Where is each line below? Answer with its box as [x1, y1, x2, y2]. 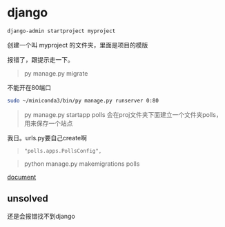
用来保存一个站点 [23, 119, 73, 127]
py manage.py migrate [23, 69, 88, 77]
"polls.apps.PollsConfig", [23, 147, 102, 154]
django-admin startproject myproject [7, 28, 116, 34]
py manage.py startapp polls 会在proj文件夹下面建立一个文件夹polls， [23, 110, 222, 118]
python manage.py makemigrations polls [23, 160, 140, 168]
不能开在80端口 [7, 83, 52, 91]
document [7, 173, 37, 181]
